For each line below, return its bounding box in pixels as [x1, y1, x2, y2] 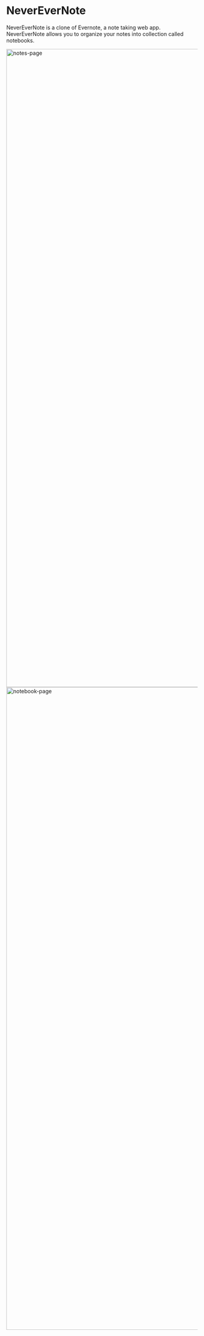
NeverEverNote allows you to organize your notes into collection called [6, 30, 184, 37]
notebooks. [6, 37, 35, 44]
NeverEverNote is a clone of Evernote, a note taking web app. [6, 24, 161, 31]
